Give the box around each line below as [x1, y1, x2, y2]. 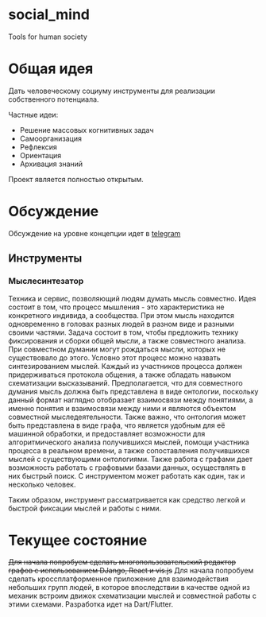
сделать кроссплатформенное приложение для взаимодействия [8, 574, 229, 584]
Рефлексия [19, 142, 57, 152]
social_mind [8, 6, 90, 24]
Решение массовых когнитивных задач [19, 125, 154, 134]
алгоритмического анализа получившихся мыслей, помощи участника [8, 437, 250, 447]
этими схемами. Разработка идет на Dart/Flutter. [8, 600, 173, 609]
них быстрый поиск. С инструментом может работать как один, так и [8, 471, 245, 480]
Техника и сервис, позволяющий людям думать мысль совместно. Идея [8, 293, 256, 303]
